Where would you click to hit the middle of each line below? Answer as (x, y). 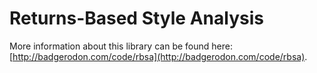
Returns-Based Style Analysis (136, 18)
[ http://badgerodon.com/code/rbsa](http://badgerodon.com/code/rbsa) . (158, 56)
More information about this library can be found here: (121, 46)
